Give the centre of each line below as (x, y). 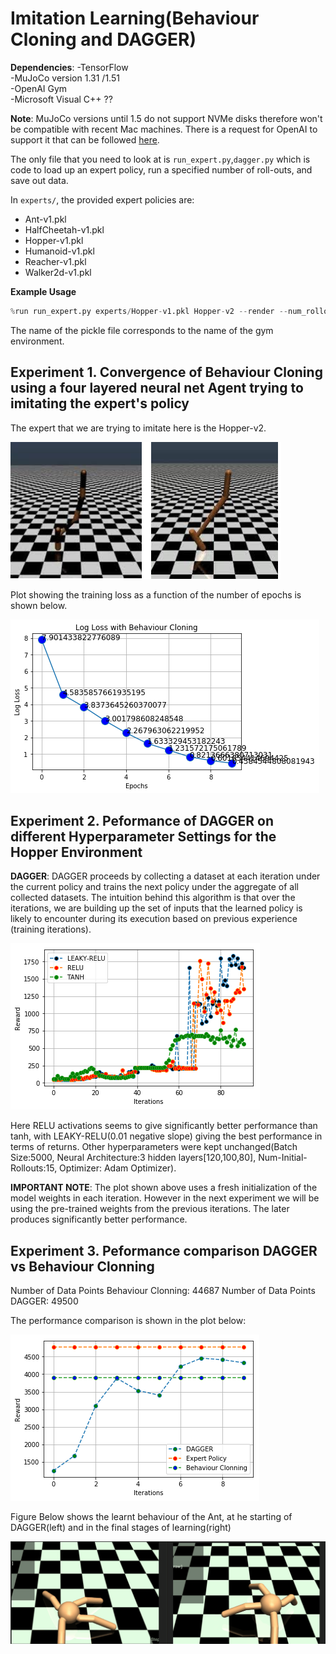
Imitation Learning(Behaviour (135, 18)
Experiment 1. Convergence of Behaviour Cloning (166, 372)
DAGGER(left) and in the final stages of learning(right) (121, 1528)
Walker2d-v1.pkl (58, 272)
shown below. (39, 605)
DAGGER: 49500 (44, 1301)
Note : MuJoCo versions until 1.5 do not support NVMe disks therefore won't (166, 118)
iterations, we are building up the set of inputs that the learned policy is (156, 908)
